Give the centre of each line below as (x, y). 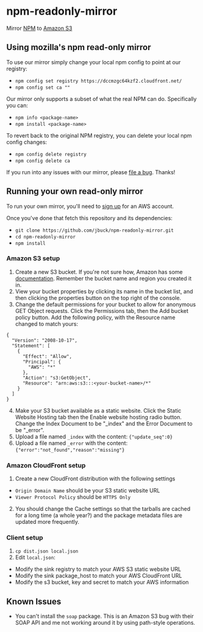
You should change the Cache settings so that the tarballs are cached (103, 509)
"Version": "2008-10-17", (45, 340)
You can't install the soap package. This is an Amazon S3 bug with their (104, 616)
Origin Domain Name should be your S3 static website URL (87, 491)
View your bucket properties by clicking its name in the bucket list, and (104, 291)
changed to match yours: (46, 324)
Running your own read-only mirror (75, 192)
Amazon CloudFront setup (46, 465)
